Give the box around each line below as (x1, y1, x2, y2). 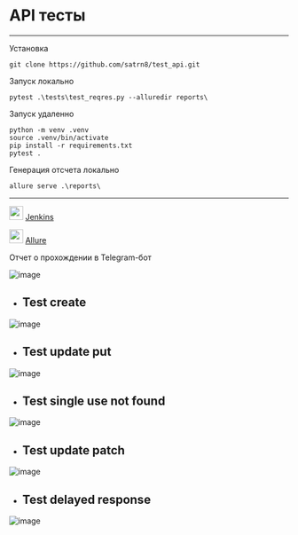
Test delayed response (21, 492, 152, 507)
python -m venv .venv (9, 125, 90, 134)
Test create (21, 295, 87, 311)
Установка (9, 43, 49, 53)
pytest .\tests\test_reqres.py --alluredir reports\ (9, 92, 208, 102)
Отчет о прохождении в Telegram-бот (9, 252, 153, 263)
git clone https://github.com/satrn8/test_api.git (9, 59, 200, 69)
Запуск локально (9, 75, 74, 86)
